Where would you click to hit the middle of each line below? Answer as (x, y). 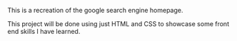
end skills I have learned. (44, 31)
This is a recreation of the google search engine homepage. (95, 10)
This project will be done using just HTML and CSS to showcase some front (118, 24)
